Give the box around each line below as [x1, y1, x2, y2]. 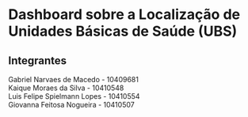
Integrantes [8, 54, 67, 67]
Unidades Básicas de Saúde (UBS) [8, 22, 238, 40]
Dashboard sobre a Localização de [8, 6, 240, 24]
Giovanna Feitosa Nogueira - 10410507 [8, 100, 135, 109]
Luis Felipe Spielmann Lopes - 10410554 [8, 92, 140, 100]
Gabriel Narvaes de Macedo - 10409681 [8, 75, 139, 84]
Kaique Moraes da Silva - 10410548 [8, 83, 124, 92]
